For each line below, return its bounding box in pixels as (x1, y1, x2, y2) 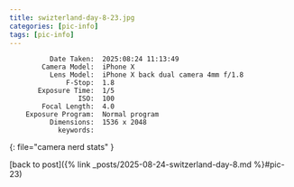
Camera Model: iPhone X (41, 62, 135, 72)
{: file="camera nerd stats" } (9, 142, 115, 153)
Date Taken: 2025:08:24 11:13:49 (49, 55, 179, 64)
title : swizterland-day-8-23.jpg (9, 13, 135, 23)
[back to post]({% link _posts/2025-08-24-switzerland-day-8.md (9, 159, 253, 170)
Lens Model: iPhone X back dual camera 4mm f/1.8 (49, 70, 244, 79)
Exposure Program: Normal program (25, 110, 160, 119)
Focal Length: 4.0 (41, 102, 115, 111)
